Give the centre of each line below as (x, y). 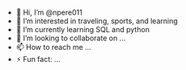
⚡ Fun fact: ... (38, 59)
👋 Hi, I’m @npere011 (49, 12)
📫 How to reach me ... (53, 47)
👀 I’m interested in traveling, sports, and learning (97, 21)
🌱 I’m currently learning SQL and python (82, 29)
